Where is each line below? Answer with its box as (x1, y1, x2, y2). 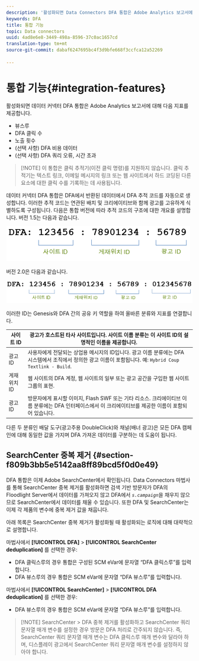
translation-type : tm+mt (6, 41, 68, 47)
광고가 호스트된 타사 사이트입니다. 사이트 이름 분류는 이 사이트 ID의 (29, 332, 182, 339)
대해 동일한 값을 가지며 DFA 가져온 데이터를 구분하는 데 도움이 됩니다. (17, 431, 177, 438)
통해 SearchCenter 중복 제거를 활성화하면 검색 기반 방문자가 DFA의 (12, 483, 168, 491)
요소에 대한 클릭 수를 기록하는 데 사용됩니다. (20, 179, 123, 186)
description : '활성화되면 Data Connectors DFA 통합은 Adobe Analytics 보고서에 (6, 9, 193, 15)
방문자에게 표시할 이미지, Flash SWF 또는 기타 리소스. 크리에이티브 (27, 394, 181, 402)
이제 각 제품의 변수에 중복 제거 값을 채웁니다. (6, 506, 109, 513)
